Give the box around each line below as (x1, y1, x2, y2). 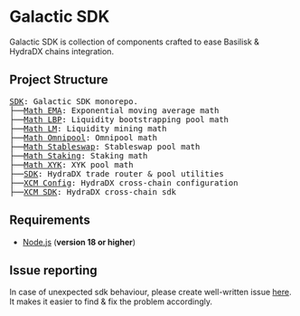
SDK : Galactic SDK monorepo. (9, 96, 138, 106)
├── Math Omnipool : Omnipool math (9, 132, 158, 142)
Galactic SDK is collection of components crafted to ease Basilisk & (9, 36, 260, 47)
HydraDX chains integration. (9, 45, 115, 56)
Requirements (9, 213, 90, 228)
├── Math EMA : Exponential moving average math (9, 105, 220, 115)
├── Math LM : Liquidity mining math (9, 123, 167, 133)
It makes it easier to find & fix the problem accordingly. (9, 296, 213, 307)
